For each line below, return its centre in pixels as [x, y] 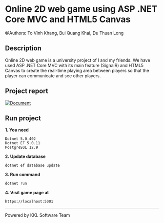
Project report [27, 91]
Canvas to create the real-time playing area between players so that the [77, 70]
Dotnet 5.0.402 [20, 139]
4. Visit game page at [27, 193]
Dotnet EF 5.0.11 [23, 143]
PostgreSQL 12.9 [21, 148]
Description [23, 48]
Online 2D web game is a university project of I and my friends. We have [78, 60]
